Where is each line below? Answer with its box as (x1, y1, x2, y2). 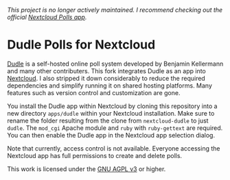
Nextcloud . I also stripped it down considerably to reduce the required (7, 74, 206, 82)
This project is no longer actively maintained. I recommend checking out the (7, 6, 223, 14)
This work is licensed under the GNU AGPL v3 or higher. (7, 164, 166, 173)
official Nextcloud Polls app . (7, 13, 87, 21)
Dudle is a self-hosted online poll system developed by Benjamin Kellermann (7, 60, 224, 68)
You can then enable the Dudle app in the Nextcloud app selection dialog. (7, 131, 215, 139)
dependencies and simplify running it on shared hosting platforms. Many (7, 81, 213, 90)
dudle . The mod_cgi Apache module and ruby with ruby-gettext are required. (7, 123, 223, 132)
